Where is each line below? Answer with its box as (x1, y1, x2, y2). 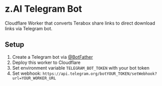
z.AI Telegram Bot (5, 3, 82, 15)
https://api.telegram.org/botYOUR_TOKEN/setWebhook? (42, 71, 157, 76)
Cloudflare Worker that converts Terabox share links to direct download (5, 20, 155, 26)
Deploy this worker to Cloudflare (12, 59, 81, 66)
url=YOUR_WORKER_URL (12, 75, 56, 81)
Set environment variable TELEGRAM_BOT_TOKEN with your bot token (12, 64, 150, 71)
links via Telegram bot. (5, 25, 53, 31)
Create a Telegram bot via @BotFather (12, 54, 93, 60)
